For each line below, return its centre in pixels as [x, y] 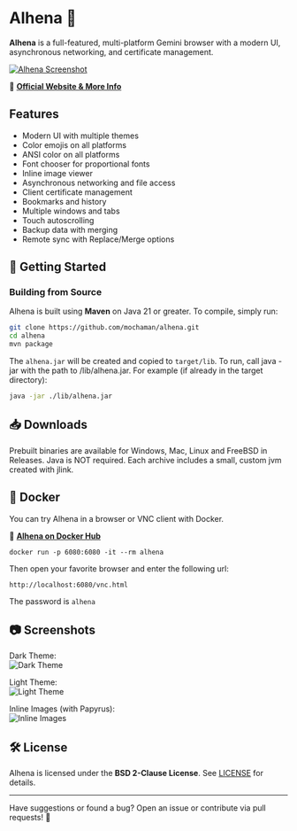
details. [23, 782]
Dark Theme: [33, 656]
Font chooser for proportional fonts [86, 164]
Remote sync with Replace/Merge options [98, 239]
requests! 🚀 [30, 818]
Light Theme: [33, 682]
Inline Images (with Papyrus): [62, 709]
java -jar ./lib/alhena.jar [61, 396]
